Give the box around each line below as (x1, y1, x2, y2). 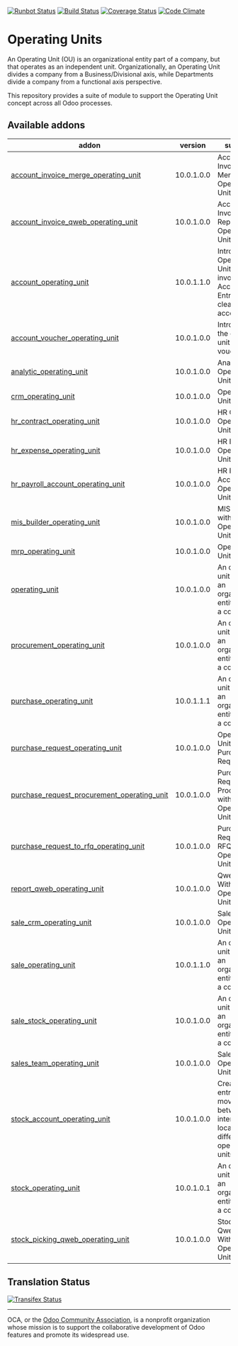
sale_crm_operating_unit (11, 917, 92, 927)
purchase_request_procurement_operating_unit (11, 790, 169, 800)
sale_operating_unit (11, 960, 76, 970)
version (179, 140, 206, 150)
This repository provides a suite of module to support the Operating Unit (7, 91, 218, 99)
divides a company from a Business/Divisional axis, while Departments (7, 69, 214, 78)
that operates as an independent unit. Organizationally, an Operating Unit (7, 62, 221, 71)
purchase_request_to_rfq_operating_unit (11, 841, 145, 851)
